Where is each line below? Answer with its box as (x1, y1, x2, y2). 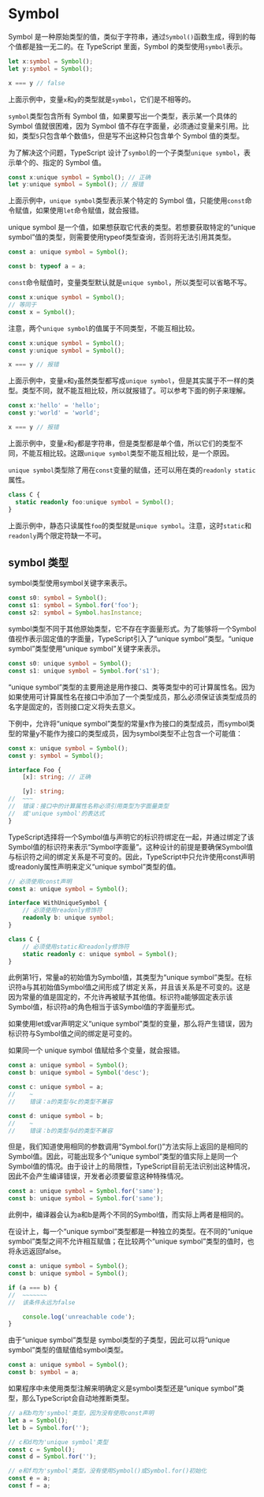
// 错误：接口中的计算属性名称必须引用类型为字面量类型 (8, 802, 169, 810)
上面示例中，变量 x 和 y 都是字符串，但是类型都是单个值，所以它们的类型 (8, 438, 236, 448)
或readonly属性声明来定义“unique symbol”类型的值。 (8, 861, 180, 871)
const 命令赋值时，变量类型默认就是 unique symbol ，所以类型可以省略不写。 (8, 278, 251, 287)
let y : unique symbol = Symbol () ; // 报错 (8, 181, 144, 189)
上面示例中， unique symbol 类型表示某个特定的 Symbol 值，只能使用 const (8, 196, 246, 205)
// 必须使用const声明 (8, 877, 73, 885)
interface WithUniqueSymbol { (8, 899, 108, 907)
